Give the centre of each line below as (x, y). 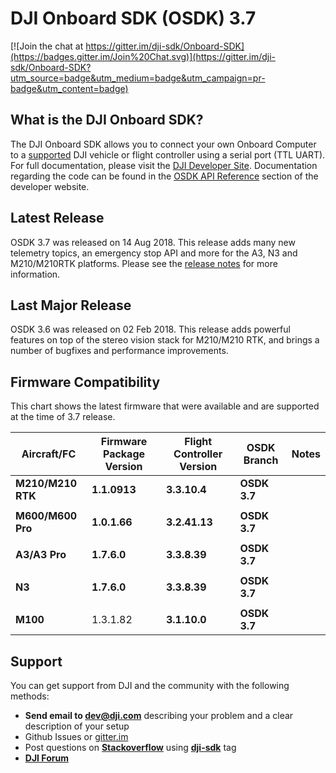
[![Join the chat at (47, 46)
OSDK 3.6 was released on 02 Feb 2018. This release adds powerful (150, 329)
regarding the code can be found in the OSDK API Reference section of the (164, 176)
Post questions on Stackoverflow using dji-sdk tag (130, 747)
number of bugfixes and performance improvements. (119, 351)
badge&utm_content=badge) (69, 88)
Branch (261, 460)
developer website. (50, 186)
